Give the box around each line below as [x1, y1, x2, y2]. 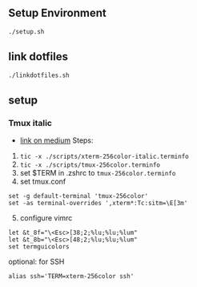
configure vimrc [19, 213, 73, 223]
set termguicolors [8, 243, 70, 251]
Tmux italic [8, 117, 52, 128]
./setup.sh [8, 27, 45, 35]
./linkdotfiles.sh [8, 71, 70, 79]
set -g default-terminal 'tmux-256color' [8, 192, 149, 200]
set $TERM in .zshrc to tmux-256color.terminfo [19, 168, 176, 178]
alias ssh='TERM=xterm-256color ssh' [8, 273, 135, 281]
